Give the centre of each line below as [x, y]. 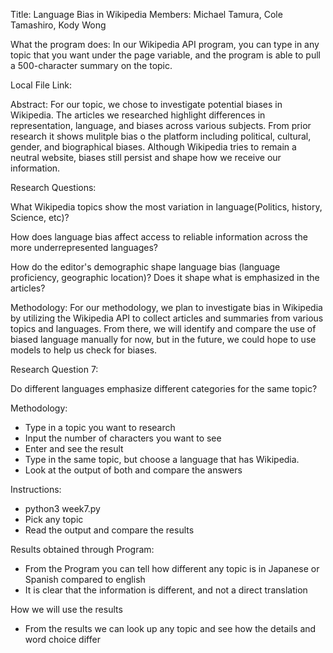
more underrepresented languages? [84, 247]
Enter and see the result [74, 448]
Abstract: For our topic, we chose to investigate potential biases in [146, 104]
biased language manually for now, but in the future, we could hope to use [163, 339]
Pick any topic [54, 519]
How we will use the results [66, 609]
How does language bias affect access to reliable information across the [159, 237]
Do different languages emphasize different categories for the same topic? [164, 388]
